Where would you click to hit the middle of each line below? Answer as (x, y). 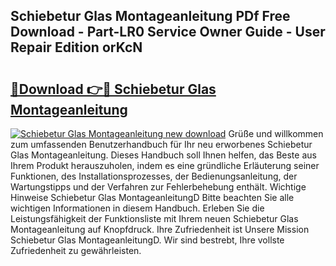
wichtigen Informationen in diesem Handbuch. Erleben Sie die (137, 208)
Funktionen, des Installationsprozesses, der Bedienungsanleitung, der (154, 176)
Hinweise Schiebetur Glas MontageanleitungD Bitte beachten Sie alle (152, 197)
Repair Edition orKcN (76, 47)
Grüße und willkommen (276, 133)
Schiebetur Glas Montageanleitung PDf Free (150, 16)
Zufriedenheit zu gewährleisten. (76, 250)
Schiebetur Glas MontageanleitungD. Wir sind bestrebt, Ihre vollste (147, 240)
